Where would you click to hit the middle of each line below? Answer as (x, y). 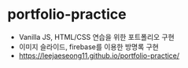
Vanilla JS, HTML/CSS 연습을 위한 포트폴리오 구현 (96, 37)
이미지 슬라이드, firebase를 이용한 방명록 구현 (88, 47)
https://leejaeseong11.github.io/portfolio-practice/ (99, 55)
